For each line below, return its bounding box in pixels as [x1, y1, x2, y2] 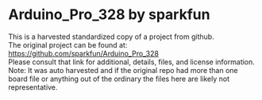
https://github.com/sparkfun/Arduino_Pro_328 [8, 48, 159, 58]
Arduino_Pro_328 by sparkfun [8, 6, 210, 24]
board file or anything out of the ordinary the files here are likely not [8, 74, 230, 83]
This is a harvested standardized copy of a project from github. [8, 32, 214, 41]
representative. [8, 82, 58, 92]
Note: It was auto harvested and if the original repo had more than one [8, 65, 238, 75]
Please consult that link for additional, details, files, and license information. [8, 57, 256, 67]
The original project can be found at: [8, 40, 128, 49]
